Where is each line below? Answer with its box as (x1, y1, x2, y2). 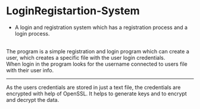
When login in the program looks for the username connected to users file (6, 60, 187, 68)
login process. (14, 30, 50, 37)
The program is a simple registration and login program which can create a (6, 47, 189, 54)
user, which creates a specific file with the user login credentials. (6, 54, 165, 61)
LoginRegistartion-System (6, 4, 140, 18)
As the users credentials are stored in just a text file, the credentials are (6, 84, 181, 91)
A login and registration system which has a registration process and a (14, 24, 188, 31)
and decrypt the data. (6, 96, 60, 103)
